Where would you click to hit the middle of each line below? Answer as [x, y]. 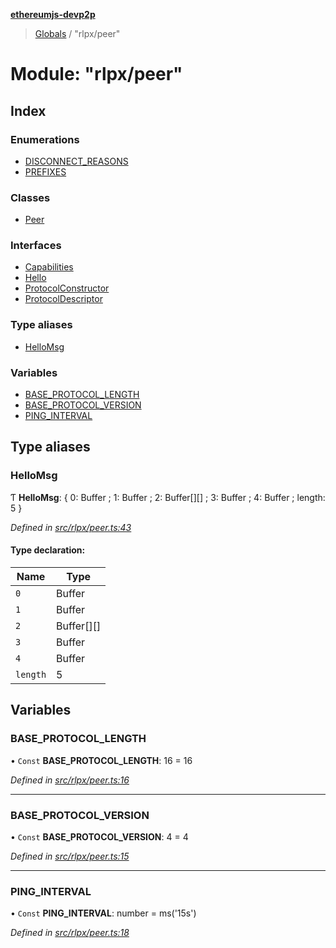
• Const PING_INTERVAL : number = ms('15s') [103, 913]
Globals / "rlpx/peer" [77, 33]
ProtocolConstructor [67, 288]
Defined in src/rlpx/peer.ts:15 [70, 856]
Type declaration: [48, 550]
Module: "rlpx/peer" [96, 74]
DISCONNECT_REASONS [76, 161]
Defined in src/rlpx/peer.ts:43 [71, 527]
